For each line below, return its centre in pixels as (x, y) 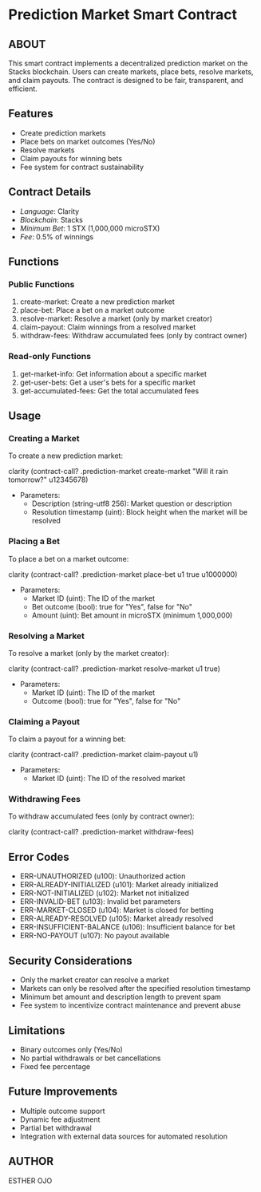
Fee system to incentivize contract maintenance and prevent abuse (130, 1005)
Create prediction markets (63, 132)
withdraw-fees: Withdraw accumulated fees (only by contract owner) (133, 336)
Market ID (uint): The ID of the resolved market (109, 779)
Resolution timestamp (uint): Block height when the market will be (140, 512)
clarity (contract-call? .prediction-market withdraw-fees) (101, 832)
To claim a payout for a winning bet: (67, 739)
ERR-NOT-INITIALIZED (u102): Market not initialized (105, 893)
